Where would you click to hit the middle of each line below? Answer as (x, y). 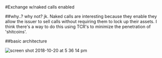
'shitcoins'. (16, 32)
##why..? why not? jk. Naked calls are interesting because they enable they (81, 16)
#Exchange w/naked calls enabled (40, 7)
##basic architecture (26, 41)
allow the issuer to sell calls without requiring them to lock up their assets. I (81, 22)
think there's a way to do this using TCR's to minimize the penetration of (78, 27)
